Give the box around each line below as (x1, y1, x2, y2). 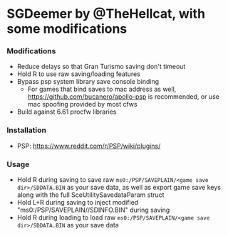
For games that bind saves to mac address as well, (27, 85, 177, 94)
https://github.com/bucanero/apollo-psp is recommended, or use (27, 92, 220, 101)
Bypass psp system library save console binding (16, 77, 160, 86)
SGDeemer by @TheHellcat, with (6, 6, 206, 22)
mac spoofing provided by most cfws (27, 100, 138, 109)
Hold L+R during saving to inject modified (16, 198, 139, 207)
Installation (6, 125, 47, 135)
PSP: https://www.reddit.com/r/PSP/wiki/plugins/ (16, 141, 161, 150)
